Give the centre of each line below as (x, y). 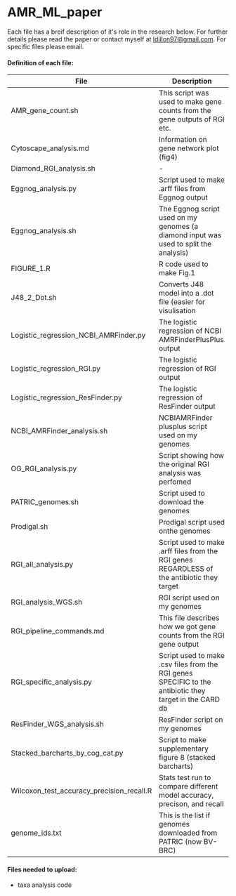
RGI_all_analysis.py (42, 565)
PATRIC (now (180, 842)
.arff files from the (188, 551)
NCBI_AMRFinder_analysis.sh (59, 431)
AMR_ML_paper (55, 12)
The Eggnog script (189, 209)
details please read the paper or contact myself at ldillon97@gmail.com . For (117, 39)
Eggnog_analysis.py (44, 189)
